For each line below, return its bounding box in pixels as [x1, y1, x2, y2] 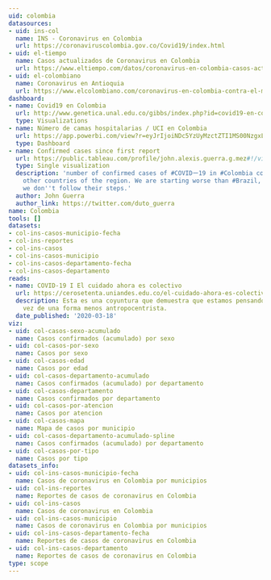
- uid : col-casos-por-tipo [8, 447, 99, 455]
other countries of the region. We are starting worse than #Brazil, [23, 177, 262, 186]
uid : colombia [8, 11, 56, 20]
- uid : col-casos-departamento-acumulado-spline [8, 432, 175, 440]
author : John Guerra [15, 191, 85, 200]
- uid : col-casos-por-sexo [8, 342, 99, 350]
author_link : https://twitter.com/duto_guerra [15, 199, 175, 207]
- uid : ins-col [8, 27, 60, 35]
